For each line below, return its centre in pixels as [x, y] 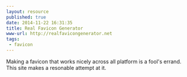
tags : [13, 39]
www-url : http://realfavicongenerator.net [59, 34]
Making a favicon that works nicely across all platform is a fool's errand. [94, 61]
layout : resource [28, 12]
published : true [26, 17]
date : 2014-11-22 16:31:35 [39, 23]
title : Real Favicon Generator [45, 28]
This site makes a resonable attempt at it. [56, 68]
